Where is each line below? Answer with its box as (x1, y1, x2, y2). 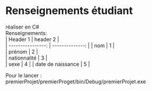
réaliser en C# (5, 23, 40, 30)
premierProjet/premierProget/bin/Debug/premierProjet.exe (5, 78, 146, 85)
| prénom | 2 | (5, 48, 38, 55)
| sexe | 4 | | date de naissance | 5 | (5, 60, 90, 68)
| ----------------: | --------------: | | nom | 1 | (5, 42, 115, 49)
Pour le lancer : (5, 72, 42, 79)
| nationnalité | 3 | (5, 54, 48, 61)
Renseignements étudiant (5, 4, 133, 17)
